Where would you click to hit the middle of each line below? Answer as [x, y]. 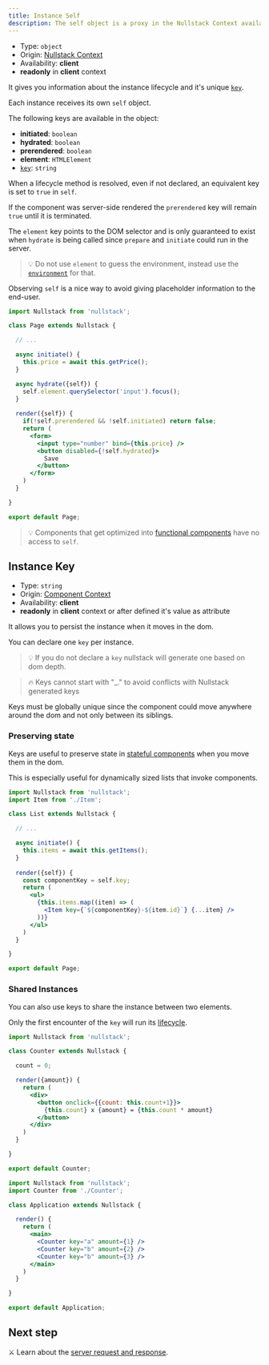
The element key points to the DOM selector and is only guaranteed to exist [132, 231]
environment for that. [62, 272]
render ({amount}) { [48, 1080]
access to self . [53, 541]
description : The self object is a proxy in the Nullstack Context [123, 23]
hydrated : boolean [50, 142]
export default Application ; [57, 1308]
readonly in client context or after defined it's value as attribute [125, 611]
